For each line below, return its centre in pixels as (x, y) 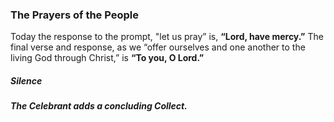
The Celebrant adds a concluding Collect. (99, 106)
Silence (26, 80)
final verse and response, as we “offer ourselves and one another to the (158, 47)
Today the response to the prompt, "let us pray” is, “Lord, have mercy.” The (167, 37)
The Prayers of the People (74, 15)
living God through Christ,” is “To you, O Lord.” (107, 58)
